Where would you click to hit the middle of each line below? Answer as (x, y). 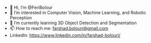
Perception (21, 18)
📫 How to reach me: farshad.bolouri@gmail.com (59, 28)
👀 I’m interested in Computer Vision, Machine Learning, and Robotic (78, 13)
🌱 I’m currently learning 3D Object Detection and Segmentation (73, 23)
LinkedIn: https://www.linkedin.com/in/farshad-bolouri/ (65, 35)
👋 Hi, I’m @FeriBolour (31, 7)
